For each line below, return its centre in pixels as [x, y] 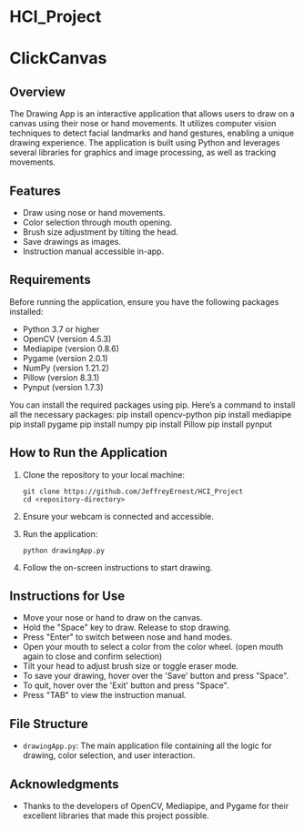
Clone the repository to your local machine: [103, 474]
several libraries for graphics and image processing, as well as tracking [143, 153]
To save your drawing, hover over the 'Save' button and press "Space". [156, 676]
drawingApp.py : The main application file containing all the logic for [147, 746]
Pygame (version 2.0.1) [65, 358]
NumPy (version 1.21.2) [66, 368]
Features [35, 191]
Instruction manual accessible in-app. [93, 251]
